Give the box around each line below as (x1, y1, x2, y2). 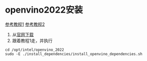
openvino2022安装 (5, 4, 83, 15)
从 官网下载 (12, 31, 34, 37)
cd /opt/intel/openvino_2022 (5, 47, 64, 52)
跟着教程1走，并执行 (12, 37, 53, 44)
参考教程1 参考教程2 (5, 21, 45, 27)
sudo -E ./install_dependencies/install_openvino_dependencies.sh (5, 51, 143, 56)
